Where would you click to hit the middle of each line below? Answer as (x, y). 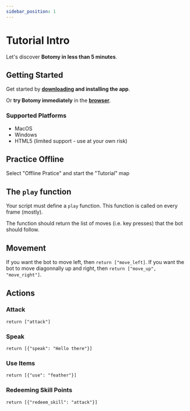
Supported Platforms (36, 116)
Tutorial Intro (38, 40)
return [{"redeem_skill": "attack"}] (52, 402)
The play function (39, 192)
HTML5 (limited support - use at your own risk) (71, 141)
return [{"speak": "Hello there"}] (49, 349)
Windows (26, 135)
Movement (26, 248)
